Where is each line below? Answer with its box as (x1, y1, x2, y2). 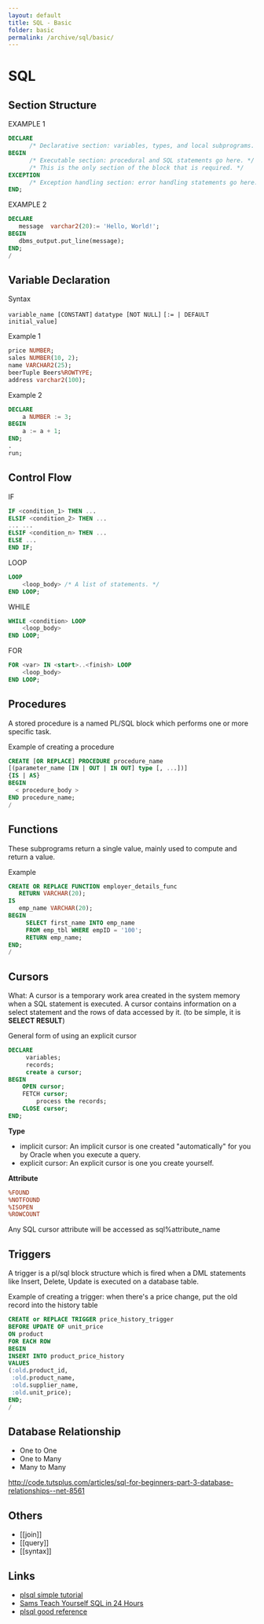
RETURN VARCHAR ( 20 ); (18, 890, 86, 898)
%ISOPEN (8, 1203, 34, 1211)
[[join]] (19, 1530, 42, 1539)
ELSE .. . (8, 536, 37, 545)
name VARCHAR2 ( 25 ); (8, 362, 72, 369)
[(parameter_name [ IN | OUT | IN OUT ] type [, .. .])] (8, 764, 189, 773)
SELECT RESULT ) (8, 1016, 65, 1026)
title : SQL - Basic (8, 19, 72, 27)
